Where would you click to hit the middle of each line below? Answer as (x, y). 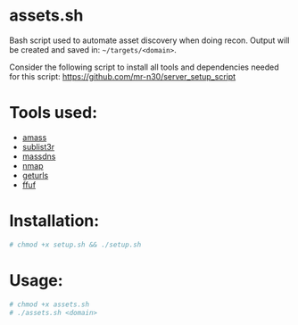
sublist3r (38, 146)
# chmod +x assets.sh (50, 304)
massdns (39, 156)
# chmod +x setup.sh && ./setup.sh (75, 245)
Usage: (37, 280)
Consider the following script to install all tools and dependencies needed (144, 67)
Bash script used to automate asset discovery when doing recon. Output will (149, 40)
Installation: (54, 221)
